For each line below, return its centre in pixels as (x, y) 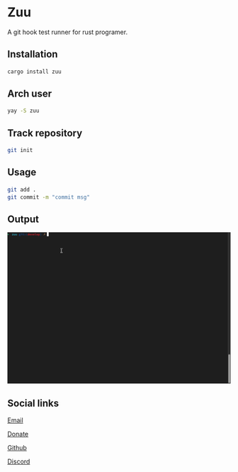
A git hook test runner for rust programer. (68, 32)
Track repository (45, 133)
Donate (18, 434)
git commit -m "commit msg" (49, 197)
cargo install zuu (34, 72)
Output (23, 219)
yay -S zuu (23, 111)
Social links (33, 403)
